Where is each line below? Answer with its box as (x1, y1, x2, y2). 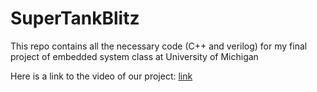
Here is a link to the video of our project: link (10, 70, 193, 82)
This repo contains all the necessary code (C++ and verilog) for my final (10, 40, 308, 52)
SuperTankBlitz (10, 7, 140, 30)
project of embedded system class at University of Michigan (10, 50, 259, 62)
